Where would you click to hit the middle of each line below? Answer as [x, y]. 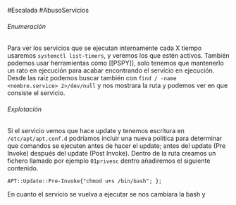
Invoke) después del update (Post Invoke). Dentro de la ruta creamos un [112, 154]
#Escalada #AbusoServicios [48, 10]
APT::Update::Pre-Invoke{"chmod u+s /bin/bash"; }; [85, 181]
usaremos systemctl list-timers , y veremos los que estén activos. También [118, 56]
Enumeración [27, 26]
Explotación [25, 109]
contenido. [23, 168]
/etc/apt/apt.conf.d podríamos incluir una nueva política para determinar [115, 138]
